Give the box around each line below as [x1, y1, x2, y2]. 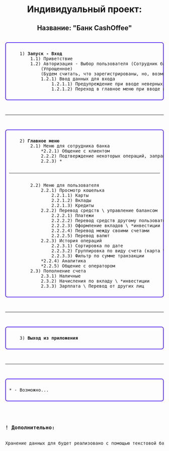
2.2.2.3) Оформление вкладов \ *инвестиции [51, 223, 160, 228]
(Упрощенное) [41, 66, 73, 72]
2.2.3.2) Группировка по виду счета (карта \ [51, 248, 166, 253]
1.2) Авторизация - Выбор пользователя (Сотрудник [30, 61, 158, 67]
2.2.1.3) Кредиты [51, 203, 94, 208]
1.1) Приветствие [30, 56, 73, 61]
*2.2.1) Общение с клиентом [41, 148, 110, 154]
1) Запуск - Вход [19, 51, 62, 56]
